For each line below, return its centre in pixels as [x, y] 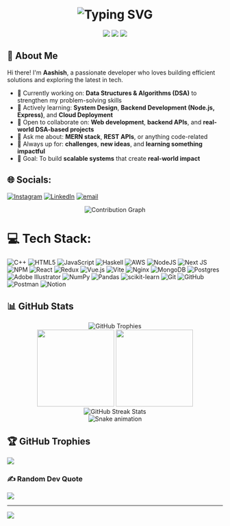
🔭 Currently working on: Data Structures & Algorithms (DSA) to [107, 93]
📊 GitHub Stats [40, 306]
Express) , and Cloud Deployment [65, 115]
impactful [31, 151]
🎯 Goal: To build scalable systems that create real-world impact [108, 158]
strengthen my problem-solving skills [69, 100]
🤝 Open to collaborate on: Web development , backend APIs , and [109, 122]
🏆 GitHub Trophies [49, 441]
